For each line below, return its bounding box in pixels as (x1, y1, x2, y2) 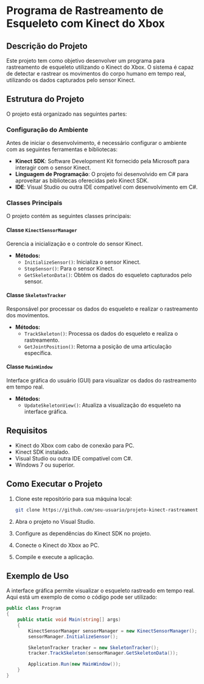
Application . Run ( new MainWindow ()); (28, 661, 121, 668)
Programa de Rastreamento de (6, 4, 164, 18)
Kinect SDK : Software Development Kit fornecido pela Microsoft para (15, 158, 190, 165)
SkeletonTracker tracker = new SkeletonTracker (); (28, 644, 160, 651)
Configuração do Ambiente (6, 125, 88, 134)
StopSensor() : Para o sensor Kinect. (24, 264, 114, 272)
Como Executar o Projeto (6, 479, 103, 489)
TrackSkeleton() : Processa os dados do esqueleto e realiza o (24, 330, 178, 337)
